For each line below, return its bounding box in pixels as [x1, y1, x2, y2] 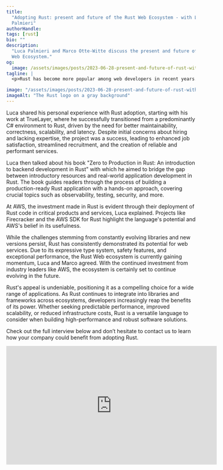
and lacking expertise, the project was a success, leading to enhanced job [6, 134, 190, 142]
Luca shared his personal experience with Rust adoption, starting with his [6, 109, 188, 116]
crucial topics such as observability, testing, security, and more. [6, 191, 164, 198]
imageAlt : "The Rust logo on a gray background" [6, 93, 130, 99]
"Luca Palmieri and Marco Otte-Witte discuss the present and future [11, 48, 189, 54]
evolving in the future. [6, 272, 61, 279]
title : [6, 8, 23, 15]
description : [6, 43, 39, 49]
